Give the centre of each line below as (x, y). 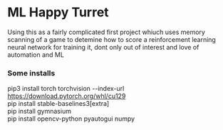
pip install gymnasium (39, 112)
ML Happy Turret (58, 12)
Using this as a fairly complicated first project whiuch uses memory (106, 32)
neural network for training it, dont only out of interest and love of (103, 47)
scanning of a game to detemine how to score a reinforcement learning (111, 39)
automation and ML (36, 55)
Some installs (31, 73)
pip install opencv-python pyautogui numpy (71, 119)
